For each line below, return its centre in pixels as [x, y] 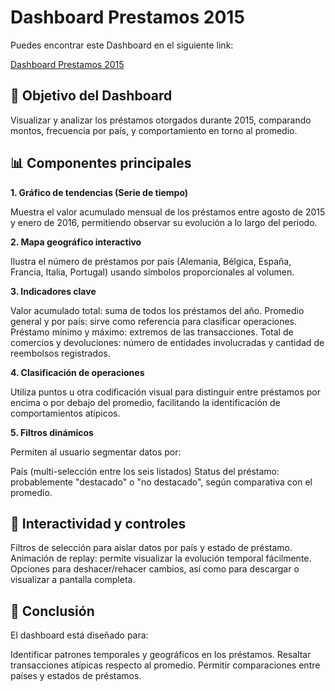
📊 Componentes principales [101, 163]
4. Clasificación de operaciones [77, 372]
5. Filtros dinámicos [52, 432]
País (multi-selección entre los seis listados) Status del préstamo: [145, 471]
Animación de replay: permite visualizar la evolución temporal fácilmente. [161, 558]
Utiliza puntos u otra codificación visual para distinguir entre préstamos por [166, 392]
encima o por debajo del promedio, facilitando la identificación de [145, 402]
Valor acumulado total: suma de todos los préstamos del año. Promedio [157, 310]
